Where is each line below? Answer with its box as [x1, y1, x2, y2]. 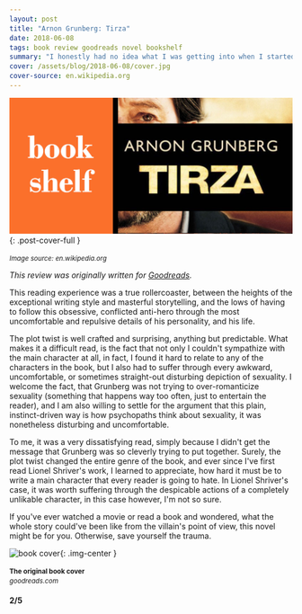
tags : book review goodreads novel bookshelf [9, 43, 182, 52]
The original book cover [9, 566, 85, 575]
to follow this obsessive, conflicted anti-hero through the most [9, 306, 240, 316]
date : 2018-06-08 [9, 33, 75, 42]
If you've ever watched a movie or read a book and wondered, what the [9, 511, 274, 521]
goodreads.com [9, 576, 58, 585]
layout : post [9, 14, 58, 23]
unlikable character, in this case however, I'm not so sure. [9, 494, 222, 504]
